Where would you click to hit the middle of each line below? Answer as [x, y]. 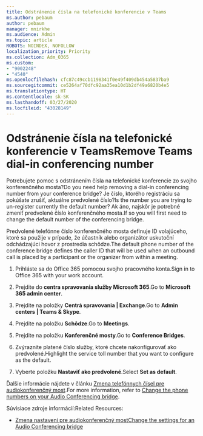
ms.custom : [20, 63]
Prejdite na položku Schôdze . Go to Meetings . [72, 324]
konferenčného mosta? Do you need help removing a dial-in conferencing [98, 187]
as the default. [33, 360]
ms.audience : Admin [31, 35]
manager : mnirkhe [28, 29]
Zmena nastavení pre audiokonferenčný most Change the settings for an [105, 420]
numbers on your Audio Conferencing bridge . [63, 396]
